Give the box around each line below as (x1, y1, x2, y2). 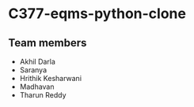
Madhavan (19, 82, 55, 91)
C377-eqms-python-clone (8, 5, 186, 23)
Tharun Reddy (19, 90, 67, 99)
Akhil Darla (19, 57, 55, 66)
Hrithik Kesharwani (19, 74, 82, 83)
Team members (8, 36, 87, 50)
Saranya (19, 65, 48, 75)
